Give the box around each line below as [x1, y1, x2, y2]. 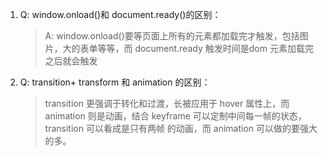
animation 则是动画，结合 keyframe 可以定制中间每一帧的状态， [44, 110, 307, 122]
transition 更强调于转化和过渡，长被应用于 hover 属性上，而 [44, 98, 290, 109]
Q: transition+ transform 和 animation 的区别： [19, 76, 211, 88]
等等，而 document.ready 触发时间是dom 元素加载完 [97, 43, 314, 54]
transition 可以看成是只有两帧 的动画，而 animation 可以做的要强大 [44, 123, 318, 134]
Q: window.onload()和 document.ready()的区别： [19, 9, 222, 20]
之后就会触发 [44, 55, 98, 67]
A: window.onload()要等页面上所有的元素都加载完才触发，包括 [44, 30, 300, 42]
